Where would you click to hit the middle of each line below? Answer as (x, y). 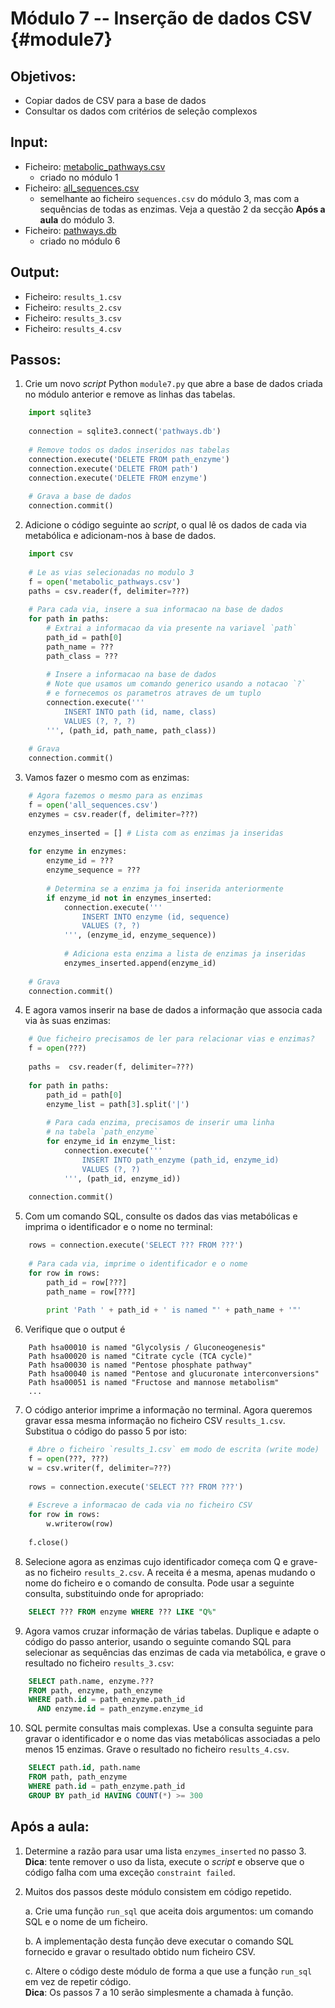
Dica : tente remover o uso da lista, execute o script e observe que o (164, 1861)
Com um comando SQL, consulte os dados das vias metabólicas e (161, 1216)
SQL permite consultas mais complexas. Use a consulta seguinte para (169, 1728)
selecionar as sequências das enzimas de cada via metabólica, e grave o (175, 1652)
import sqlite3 (60, 413)
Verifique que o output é (75, 1329)
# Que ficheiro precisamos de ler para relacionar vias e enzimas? (171, 1039)
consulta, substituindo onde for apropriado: (114, 1593)
